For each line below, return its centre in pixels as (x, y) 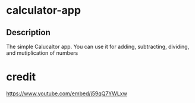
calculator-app (44, 10)
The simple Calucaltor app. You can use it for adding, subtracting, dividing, (98, 46)
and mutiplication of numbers (42, 53)
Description (28, 32)
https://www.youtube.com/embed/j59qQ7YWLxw (67, 93)
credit (21, 77)
